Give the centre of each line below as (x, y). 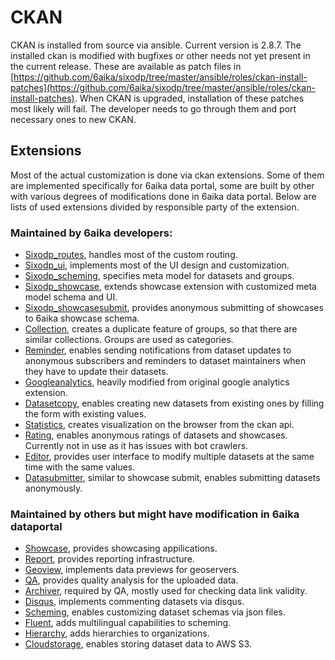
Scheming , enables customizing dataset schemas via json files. (155, 612)
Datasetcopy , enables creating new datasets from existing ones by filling (174, 403)
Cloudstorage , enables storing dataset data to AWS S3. (138, 644)
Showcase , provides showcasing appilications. (121, 548)
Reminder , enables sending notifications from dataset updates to (158, 350)
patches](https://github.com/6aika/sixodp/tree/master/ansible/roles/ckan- (163, 87)
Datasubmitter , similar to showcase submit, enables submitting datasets (172, 478)
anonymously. (53, 488)
